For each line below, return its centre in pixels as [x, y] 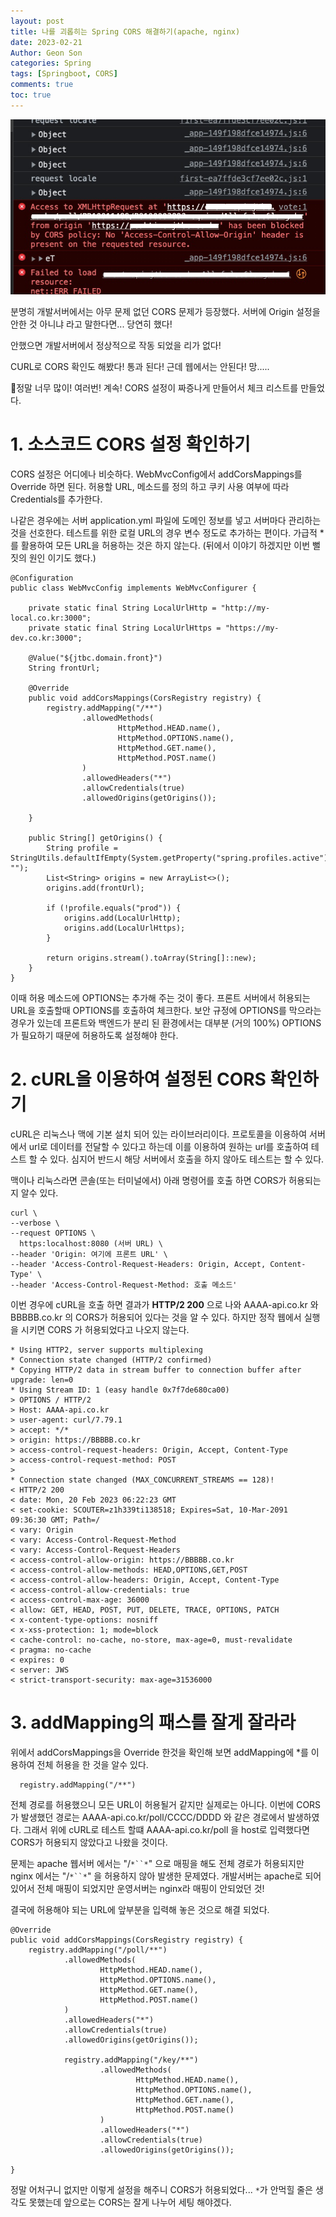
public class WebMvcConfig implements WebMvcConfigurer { [133, 588]
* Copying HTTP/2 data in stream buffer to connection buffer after [156, 1370]
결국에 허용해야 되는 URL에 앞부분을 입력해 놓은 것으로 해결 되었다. [140, 1909]
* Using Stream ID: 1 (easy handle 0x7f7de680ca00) [120, 1390]
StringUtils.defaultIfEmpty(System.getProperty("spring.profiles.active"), [171, 858]
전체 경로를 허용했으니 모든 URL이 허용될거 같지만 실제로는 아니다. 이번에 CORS [166, 1804]
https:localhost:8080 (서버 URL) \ [91, 1243]
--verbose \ [35, 1223]
